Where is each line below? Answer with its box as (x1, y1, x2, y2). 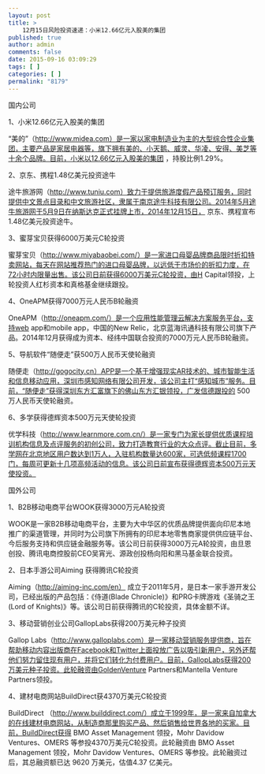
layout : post (8, 11, 51, 20)
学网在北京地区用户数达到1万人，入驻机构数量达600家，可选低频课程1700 (8, 448, 247, 458)
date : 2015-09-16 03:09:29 (8, 56, 97, 64)
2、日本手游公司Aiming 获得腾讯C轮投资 (8, 565, 140, 575)
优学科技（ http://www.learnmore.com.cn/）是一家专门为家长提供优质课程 (8, 429, 247, 438)
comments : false (8, 48, 62, 56)
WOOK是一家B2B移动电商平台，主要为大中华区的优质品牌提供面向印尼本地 (8, 519, 251, 528)
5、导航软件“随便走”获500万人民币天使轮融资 (8, 349, 156, 359)
